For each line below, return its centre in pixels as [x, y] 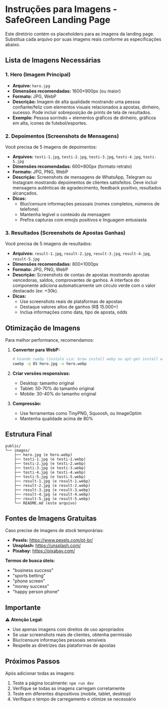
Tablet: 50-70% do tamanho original [57, 388]
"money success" [31, 586]
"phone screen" [29, 581]
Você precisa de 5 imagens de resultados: [48, 244]
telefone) [29, 209]
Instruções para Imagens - [61, 9]
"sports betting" [29, 576]
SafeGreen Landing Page [58, 20]
